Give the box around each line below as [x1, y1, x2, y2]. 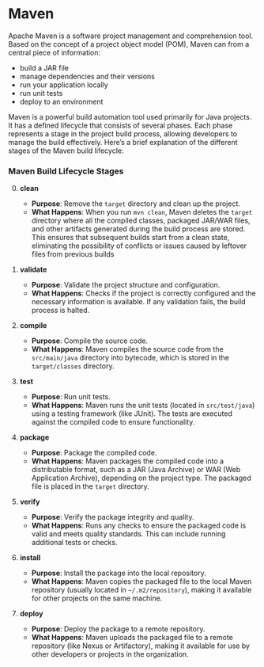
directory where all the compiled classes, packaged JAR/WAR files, [31, 215, 251, 226]
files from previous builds [31, 250, 115, 259]
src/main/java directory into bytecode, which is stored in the [31, 353, 230, 363]
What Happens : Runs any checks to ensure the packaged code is [31, 520, 247, 531]
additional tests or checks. [31, 538, 118, 547]
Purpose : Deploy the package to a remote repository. [31, 624, 206, 634]
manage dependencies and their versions [19, 71, 156, 81]
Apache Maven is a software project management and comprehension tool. [8, 31, 254, 40]
